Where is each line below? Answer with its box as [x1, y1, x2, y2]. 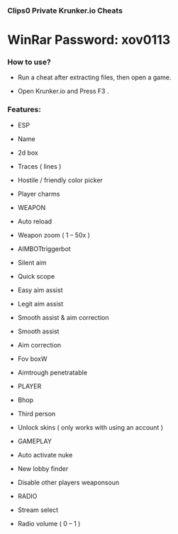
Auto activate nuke [17, 450, 73, 459]
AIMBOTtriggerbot [17, 244, 71, 253]
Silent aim [17, 258, 48, 267]
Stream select [17, 506, 59, 514]
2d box [17, 148, 39, 157]
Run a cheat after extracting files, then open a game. [17, 73, 172, 82]
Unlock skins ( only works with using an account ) [17, 423, 164, 431]
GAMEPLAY [17, 437, 52, 445]
